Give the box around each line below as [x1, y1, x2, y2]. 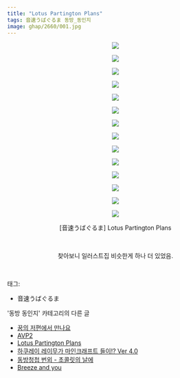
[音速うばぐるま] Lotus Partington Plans [59, 223, 172, 232]
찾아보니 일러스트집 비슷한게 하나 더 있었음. [57, 252, 174, 260]
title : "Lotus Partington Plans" [7, 10, 103, 17]
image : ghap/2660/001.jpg [7, 23, 81, 30]
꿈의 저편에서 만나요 [16, 324, 71, 332]
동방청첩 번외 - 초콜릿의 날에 [16, 356, 94, 364]
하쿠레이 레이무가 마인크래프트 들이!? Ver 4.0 [16, 347, 139, 355]
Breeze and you [16, 364, 62, 372]
